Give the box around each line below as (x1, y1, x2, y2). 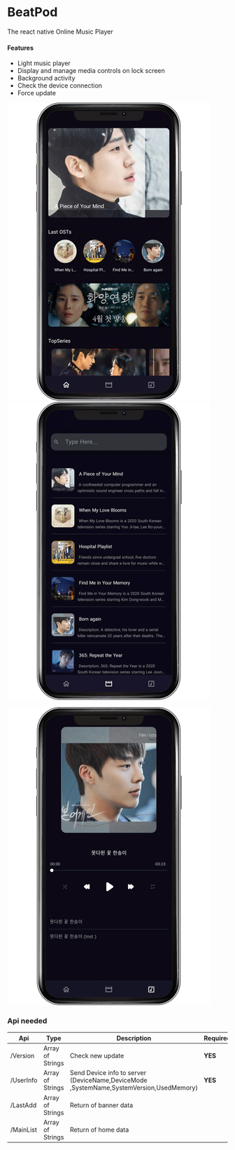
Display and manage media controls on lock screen (17, 67, 166, 75)
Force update (17, 89, 56, 97)
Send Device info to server (69, 1069, 147, 1077)
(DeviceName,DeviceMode (69, 1076, 148, 1085)
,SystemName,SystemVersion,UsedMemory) (69, 1083, 198, 1092)
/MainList (10, 1125, 37, 1134)
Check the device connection (17, 81, 103, 90)
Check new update (69, 1052, 124, 1060)
